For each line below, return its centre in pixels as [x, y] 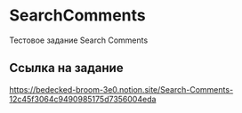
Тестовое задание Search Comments [79, 40]
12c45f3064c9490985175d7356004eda [83, 99]
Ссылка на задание [66, 68]
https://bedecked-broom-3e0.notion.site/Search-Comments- [121, 89]
